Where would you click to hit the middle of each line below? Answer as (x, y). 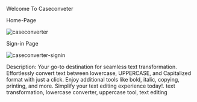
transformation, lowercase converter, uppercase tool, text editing (87, 92)
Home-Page (21, 20)
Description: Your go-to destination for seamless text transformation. (92, 67)
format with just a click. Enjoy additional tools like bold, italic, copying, (93, 79)
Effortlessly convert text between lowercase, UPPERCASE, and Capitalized (99, 73)
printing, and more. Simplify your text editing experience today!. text (91, 86)
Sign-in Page (22, 43)
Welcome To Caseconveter (40, 9)
